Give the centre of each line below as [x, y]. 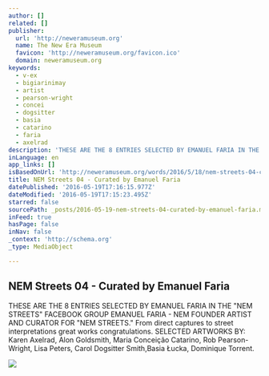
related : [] [28, 23]
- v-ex [26, 75]
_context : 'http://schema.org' [60, 240]
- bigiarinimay [41, 83]
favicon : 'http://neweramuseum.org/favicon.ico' [98, 53]
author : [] [26, 16]
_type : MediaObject [41, 247]
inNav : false [30, 232]
